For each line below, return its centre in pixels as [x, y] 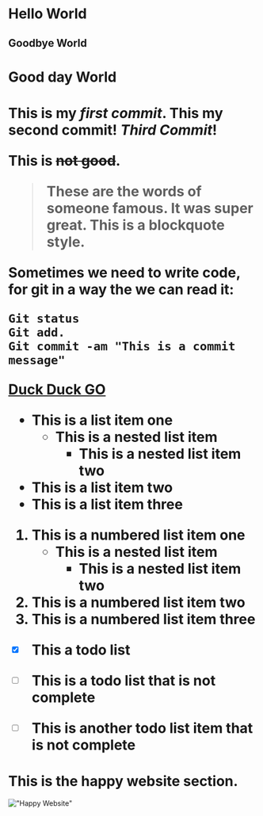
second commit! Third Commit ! [113, 130]
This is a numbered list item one [138, 535]
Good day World [63, 77]
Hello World [48, 14]
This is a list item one [102, 420]
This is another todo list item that [142, 728]
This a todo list [81, 650]
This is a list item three [107, 504]
